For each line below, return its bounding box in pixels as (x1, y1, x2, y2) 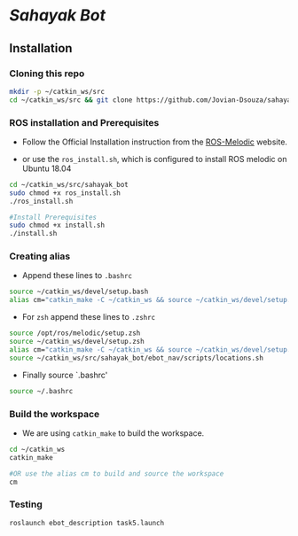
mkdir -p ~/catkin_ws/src (9, 87, 105, 96)
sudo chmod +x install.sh (9, 221, 105, 230)
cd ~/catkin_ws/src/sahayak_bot (9, 180, 129, 189)
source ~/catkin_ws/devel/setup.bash (9, 287, 149, 297)
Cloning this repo (9, 67, 85, 80)
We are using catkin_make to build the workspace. (21, 427, 205, 439)
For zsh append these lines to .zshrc (21, 312, 156, 322)
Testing (9, 498, 43, 510)
